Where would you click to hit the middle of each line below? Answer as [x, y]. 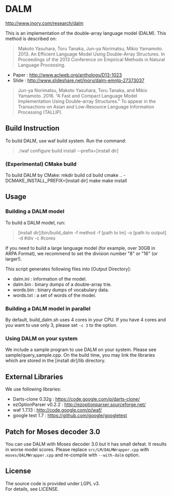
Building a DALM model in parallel [48, 308]
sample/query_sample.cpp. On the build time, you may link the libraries [80, 355]
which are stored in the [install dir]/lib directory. [55, 361]
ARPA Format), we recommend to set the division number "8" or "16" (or [82, 253]
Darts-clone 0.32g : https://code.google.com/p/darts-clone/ [76, 399]
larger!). [14, 259]
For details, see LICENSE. [32, 489]
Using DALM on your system [42, 338]
